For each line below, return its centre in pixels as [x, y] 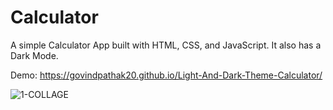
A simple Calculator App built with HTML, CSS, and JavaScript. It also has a [166, 45]
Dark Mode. [34, 55]
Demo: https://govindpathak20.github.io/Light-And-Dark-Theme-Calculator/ [166, 75]
